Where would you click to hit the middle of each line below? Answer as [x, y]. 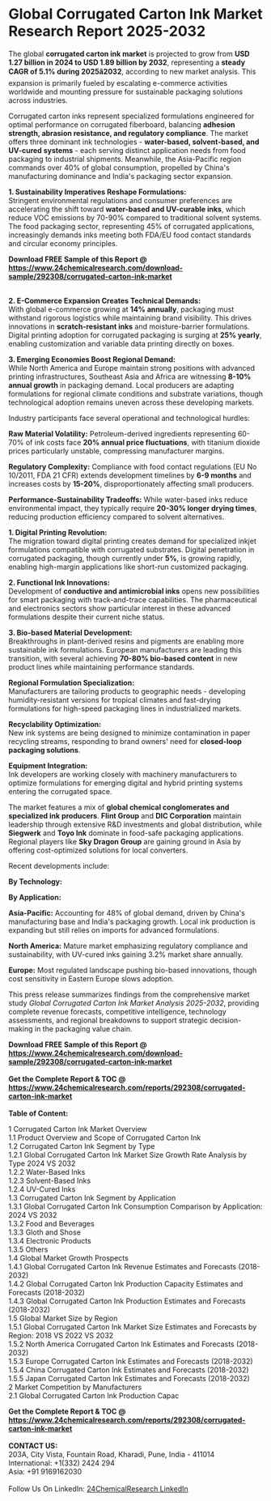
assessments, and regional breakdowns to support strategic [108, 1020]
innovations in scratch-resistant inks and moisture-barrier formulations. [129, 326]
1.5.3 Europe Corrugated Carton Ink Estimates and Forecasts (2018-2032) [131, 1361]
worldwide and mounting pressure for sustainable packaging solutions [126, 91]
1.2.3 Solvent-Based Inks [50, 1180]
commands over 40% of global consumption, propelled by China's [119, 168]
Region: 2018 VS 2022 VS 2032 [61, 1335]
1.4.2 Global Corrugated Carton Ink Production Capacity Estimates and [126, 1283]
